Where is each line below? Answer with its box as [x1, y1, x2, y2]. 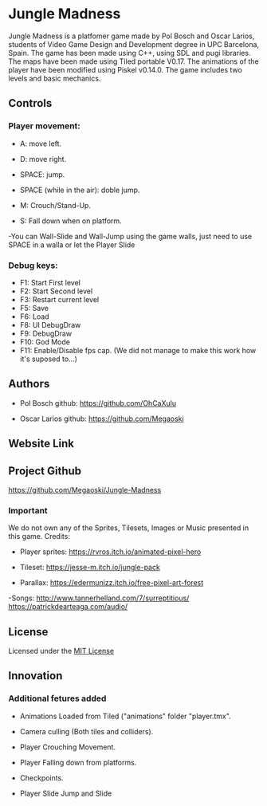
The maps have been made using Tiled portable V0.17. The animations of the [8, 57, 259, 66]
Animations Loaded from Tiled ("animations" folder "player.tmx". [19, 711, 231, 721]
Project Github [8, 464, 82, 478]
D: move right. [19, 154, 67, 163]
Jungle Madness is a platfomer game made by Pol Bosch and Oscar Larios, [8, 31, 255, 41]
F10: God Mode [19, 336, 70, 347]
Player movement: [8, 120, 81, 132]
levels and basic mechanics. [8, 73, 101, 83]
